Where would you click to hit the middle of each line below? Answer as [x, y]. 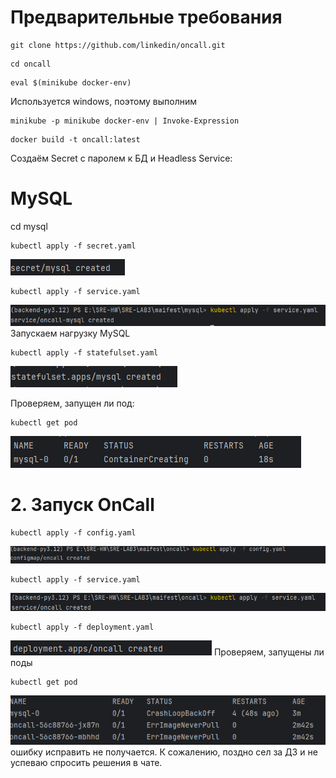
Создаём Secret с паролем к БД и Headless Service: [121, 158]
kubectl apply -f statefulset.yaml [84, 352]
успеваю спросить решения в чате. [86, 763]
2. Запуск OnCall [82, 505]
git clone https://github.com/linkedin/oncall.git [118, 45]
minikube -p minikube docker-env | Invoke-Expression [125, 121]
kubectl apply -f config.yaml [73, 532]
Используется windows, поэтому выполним [104, 101]
